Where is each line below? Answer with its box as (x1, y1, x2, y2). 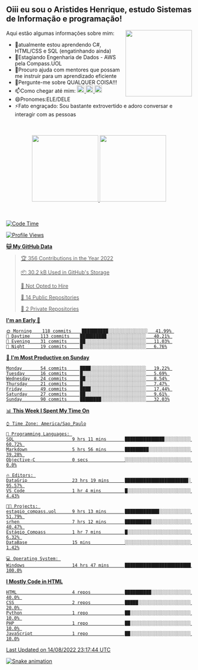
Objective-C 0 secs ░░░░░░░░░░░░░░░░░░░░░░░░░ (6, 457, 192, 463)
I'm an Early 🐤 (6, 316, 41, 323)
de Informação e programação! (6, 14, 123, 24)
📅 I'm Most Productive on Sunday (6, 354, 90, 361)
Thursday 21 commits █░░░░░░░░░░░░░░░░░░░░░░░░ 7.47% (6, 381, 167, 387)
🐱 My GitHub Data (6, 243, 53, 250)
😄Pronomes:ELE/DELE (14, 96, 71, 103)
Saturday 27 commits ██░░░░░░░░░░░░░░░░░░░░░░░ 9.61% (6, 391, 167, 397)
